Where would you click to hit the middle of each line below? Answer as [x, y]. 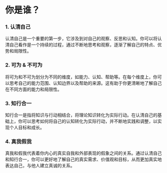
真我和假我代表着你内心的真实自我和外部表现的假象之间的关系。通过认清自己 [83, 153]
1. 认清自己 [18, 27]
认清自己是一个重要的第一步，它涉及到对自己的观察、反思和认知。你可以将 [81, 39]
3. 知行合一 [18, 103]
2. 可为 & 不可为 [24, 65]
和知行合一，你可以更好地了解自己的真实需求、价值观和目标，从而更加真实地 [83, 160]
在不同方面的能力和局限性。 [34, 89]
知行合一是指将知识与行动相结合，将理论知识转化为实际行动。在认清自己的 [81, 115]
